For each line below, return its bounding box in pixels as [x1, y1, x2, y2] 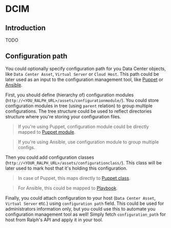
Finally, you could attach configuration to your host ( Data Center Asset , [5, 195, 156, 201]
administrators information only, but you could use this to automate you [5, 205, 156, 212]
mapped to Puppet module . [17, 129, 76, 135]
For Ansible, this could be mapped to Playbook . [17, 185, 118, 191]
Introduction [5, 24, 46, 32]
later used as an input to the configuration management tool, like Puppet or [5, 76, 164, 82]
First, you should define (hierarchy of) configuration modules [5, 92, 134, 98]
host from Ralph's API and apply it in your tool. [5, 216, 103, 223]
